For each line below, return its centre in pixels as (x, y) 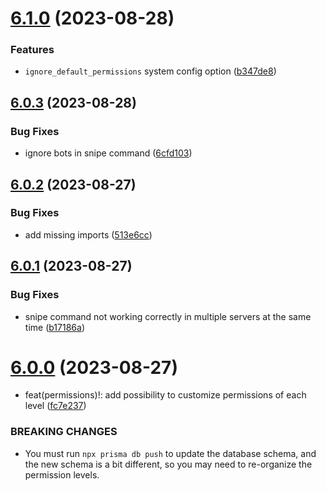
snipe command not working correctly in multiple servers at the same (168, 316)
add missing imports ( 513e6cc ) (88, 234)
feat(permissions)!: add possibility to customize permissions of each (165, 395)
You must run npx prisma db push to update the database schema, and (170, 453)
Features (32, 50)
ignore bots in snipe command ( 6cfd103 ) (108, 153)
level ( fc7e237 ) (55, 406)
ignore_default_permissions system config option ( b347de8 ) (150, 71)
